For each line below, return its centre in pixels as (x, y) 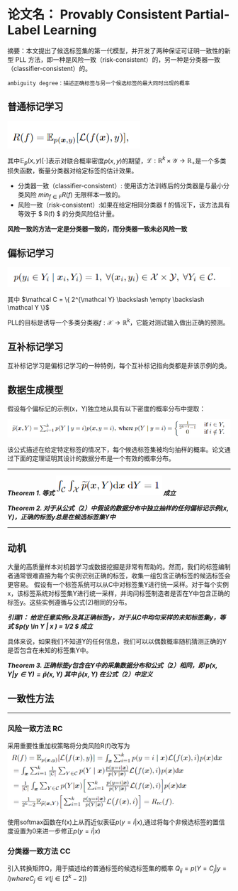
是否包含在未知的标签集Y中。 (50, 650)
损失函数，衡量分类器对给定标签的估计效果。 (73, 171)
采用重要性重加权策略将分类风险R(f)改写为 (69, 745)
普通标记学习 (35, 107)
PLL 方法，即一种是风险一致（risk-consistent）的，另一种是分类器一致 (118, 59)
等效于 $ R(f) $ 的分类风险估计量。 (68, 214)
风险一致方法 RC (35, 729)
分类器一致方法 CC (39, 851)
